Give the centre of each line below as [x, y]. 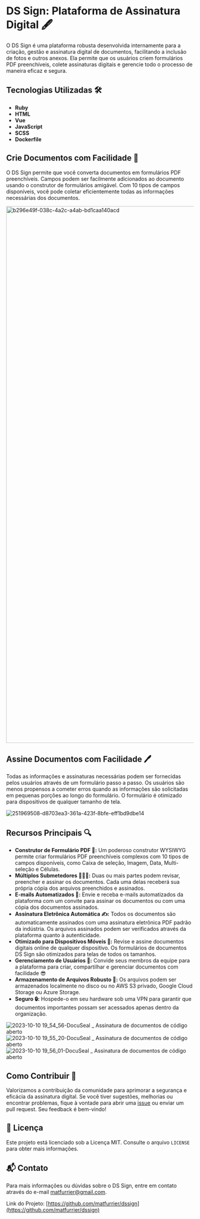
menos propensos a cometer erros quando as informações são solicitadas [97, 789]
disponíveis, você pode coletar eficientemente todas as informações [90, 191]
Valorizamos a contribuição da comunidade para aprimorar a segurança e [97, 1090]
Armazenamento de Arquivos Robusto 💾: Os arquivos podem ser [96, 980]
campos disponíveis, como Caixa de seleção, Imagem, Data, [89, 863]
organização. [31, 1014]
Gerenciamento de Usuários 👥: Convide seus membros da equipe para [102, 961]
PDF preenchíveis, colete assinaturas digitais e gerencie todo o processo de [99, 64]
